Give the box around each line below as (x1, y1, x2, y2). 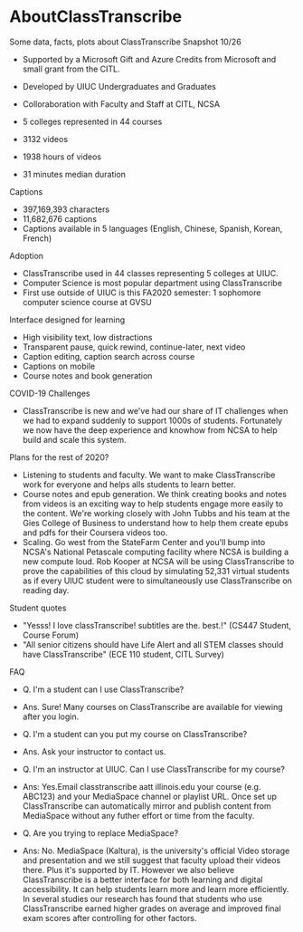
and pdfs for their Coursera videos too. (22, 527, 168, 538)
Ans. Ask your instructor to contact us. (22, 745, 166, 757)
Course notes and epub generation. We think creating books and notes (22, 488, 288, 499)
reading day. (22, 584, 70, 595)
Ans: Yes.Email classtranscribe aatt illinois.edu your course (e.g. (22, 781, 261, 792)
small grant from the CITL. (22, 63, 120, 74)
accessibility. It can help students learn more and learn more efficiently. (22, 883, 289, 894)
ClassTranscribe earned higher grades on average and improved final (22, 903, 282, 914)
